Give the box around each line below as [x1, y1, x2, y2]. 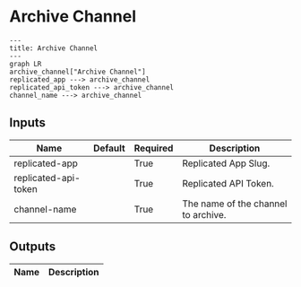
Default [92, 142, 125, 154]
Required [133, 142, 174, 154]
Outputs [9, 239, 56, 255]
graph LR [9, 59, 42, 68]
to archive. [182, 208, 227, 221]
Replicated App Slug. [182, 157, 271, 170]
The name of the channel [182, 197, 288, 210]
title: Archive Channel [9, 43, 99, 53]
